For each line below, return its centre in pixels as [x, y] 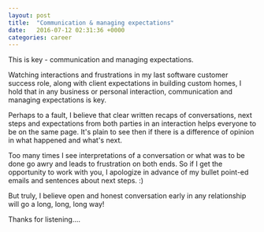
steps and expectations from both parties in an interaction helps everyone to [132, 123]
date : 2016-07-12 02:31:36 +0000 [67, 30]
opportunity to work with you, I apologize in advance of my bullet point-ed [128, 172]
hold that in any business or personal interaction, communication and [120, 92]
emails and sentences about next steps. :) [76, 181]
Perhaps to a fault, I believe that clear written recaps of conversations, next [130, 116]
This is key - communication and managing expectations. [101, 60]
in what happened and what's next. [65, 140]
